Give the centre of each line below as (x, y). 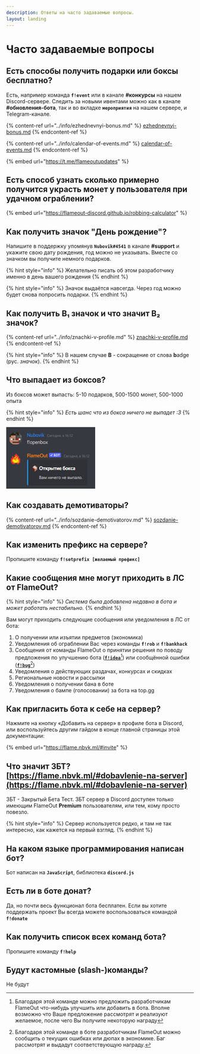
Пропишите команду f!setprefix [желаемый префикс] (73, 559)
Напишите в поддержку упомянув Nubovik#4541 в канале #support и (93, 246)
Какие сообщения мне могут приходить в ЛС (95, 578)
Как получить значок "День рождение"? (87, 232)
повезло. (18, 812)
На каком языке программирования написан (95, 848)
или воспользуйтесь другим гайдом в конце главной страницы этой (93, 730)
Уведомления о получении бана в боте (64, 684)
